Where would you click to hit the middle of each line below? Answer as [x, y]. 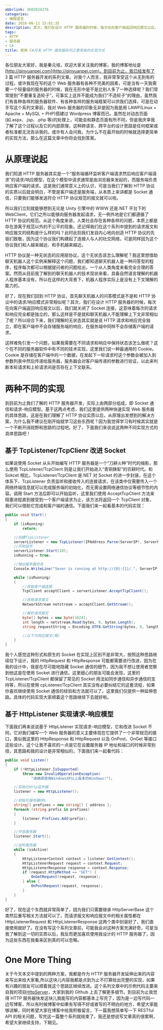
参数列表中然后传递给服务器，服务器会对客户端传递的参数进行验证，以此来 [79, 361]
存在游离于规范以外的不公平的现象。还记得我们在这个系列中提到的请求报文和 [81, 226]
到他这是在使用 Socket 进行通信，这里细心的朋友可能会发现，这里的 [73, 673]
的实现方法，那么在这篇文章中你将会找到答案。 [52, 138]
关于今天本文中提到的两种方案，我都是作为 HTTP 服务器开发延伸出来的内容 [80, 974]
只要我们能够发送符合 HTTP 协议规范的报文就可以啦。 [67, 198]
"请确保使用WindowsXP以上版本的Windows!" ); [72, 778]
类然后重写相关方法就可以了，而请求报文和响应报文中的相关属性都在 [73, 916]
